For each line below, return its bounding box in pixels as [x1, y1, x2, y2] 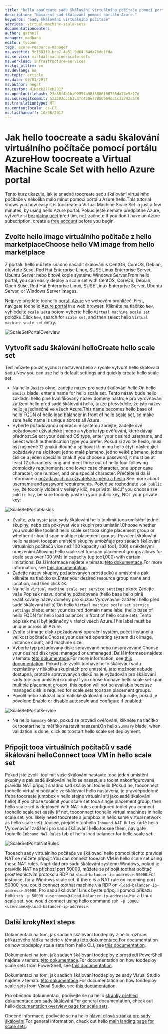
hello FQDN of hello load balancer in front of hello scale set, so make [12, 411, 154, 418]
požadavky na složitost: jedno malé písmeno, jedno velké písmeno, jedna [12, 449, 163, 455]
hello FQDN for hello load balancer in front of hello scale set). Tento [12, 612, 151, 618]
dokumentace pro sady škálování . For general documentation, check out [5, 998, 153, 1004]
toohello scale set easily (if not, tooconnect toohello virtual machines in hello [5, 809, 163, 815]
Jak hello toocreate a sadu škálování [5, 132, 160, 143]
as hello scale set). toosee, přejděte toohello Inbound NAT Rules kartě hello [5, 820, 158, 826]
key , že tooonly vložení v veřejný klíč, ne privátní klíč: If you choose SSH [12, 486, 157, 492]
